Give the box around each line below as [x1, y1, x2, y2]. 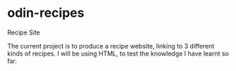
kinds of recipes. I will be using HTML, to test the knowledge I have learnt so [7, 49, 229, 58]
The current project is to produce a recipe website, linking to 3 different [7, 41, 215, 50]
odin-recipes [7, 5, 85, 21]
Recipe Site [7, 28, 41, 37]
